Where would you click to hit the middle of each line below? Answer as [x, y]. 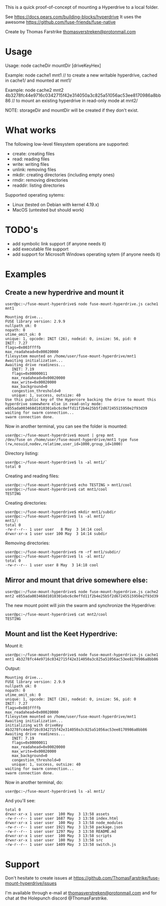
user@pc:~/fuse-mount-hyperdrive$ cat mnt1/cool [56, 489]
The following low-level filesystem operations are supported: [67, 144]
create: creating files [33, 153]
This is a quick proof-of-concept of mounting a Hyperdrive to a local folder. [82, 7]
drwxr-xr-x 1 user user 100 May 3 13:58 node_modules [64, 823]
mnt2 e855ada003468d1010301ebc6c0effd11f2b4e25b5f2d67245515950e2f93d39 [82, 596]
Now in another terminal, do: [34, 782]
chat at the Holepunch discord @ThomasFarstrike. [56, 898]
